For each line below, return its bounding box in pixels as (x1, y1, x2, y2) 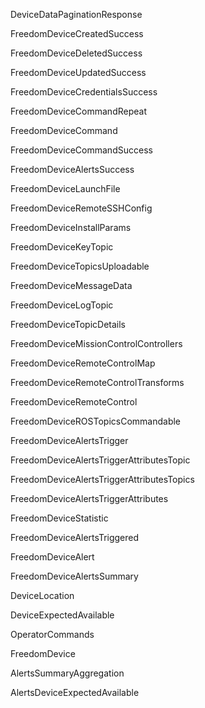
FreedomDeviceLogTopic (10, 299, 114, 311)
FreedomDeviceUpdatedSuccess (10, 67, 147, 78)
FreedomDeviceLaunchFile (10, 183, 121, 194)
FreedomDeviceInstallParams (10, 222, 132, 233)
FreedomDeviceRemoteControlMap (10, 357, 156, 369)
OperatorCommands (10, 629, 95, 640)
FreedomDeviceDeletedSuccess (10, 47, 143, 59)
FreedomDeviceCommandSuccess (10, 144, 153, 156)
